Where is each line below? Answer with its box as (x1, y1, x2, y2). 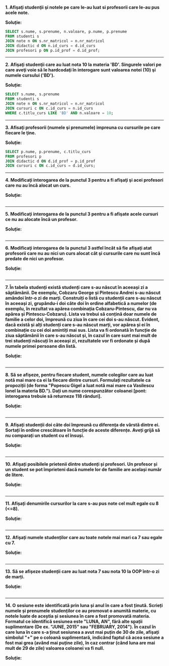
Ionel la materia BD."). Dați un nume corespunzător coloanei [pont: (5, 388, 147, 394)
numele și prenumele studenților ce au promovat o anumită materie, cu (5, 608, 156, 614)
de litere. (5, 472, 24, 478)
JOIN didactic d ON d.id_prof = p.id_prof (5, 159, 96, 164)
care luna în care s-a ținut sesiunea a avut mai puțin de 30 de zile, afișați (5, 629, 159, 635)
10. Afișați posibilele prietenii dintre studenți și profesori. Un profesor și (5, 461, 157, 467)
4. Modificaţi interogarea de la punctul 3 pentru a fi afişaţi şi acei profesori (5, 177, 163, 183)
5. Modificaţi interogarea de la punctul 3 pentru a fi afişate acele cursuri (5, 211, 158, 217)
